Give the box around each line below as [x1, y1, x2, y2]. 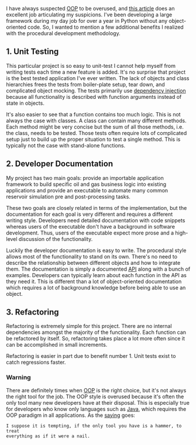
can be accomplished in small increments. [6, 341, 108, 349]
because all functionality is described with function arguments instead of [6, 93, 182, 100]
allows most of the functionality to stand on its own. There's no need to [6, 253, 177, 260]
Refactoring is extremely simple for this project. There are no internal [6, 323, 172, 330]
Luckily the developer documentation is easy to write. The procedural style [6, 247, 187, 254]
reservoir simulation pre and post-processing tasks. [6, 193, 130, 200]
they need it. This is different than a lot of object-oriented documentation [6, 278, 182, 285]
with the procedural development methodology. [6, 30, 121, 37]
